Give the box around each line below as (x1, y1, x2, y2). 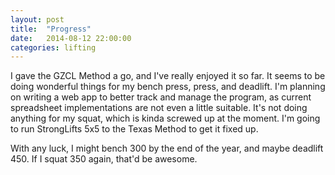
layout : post (10, 14, 65, 25)
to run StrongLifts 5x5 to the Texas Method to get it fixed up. (10, 123, 259, 135)
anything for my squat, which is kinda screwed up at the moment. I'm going (10, 112, 321, 125)
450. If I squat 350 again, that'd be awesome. (10, 153, 198, 165)
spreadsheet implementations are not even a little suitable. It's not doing (10, 102, 308, 114)
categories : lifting (10, 42, 97, 53)
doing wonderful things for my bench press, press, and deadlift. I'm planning (10, 81, 326, 93)
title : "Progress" (10, 24, 92, 34)
